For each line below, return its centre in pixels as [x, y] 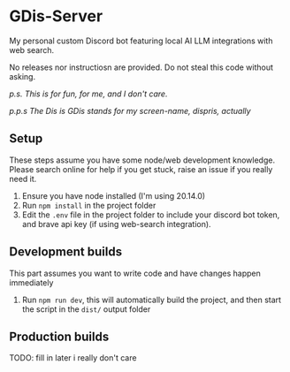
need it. [23, 178]
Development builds [65, 252]
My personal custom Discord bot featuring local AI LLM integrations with [141, 41]
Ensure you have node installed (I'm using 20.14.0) [114, 195]
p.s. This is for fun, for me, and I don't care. [88, 94]
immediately [31, 282]
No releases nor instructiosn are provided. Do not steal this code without [141, 67]
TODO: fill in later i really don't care [73, 358]
